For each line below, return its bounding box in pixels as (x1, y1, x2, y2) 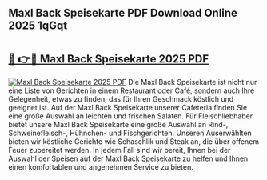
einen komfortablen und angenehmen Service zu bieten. (8, 162, 193, 171)
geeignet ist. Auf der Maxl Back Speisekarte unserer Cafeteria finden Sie (8, 103, 248, 112)
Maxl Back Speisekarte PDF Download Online (8, 6, 238, 20)
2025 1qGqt (8, 19, 68, 33)
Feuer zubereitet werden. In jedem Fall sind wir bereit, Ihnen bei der (8, 146, 231, 154)
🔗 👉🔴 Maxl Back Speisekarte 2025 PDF (8, 52, 209, 66)
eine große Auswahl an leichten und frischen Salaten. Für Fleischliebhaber (8, 111, 253, 121)
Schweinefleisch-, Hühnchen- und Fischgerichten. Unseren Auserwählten (8, 128, 252, 138)
